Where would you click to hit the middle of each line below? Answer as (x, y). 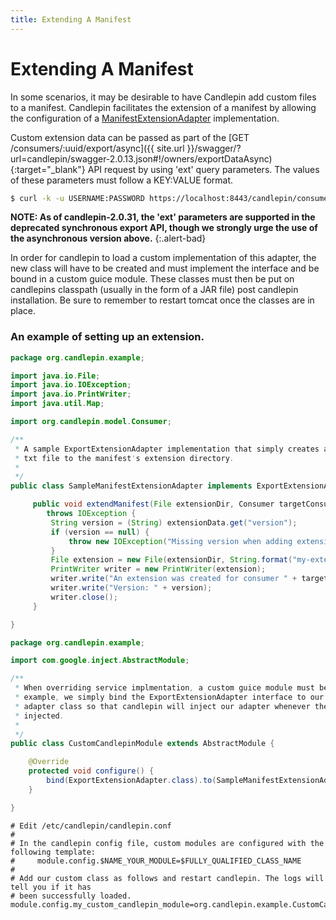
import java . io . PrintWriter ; (71, 394)
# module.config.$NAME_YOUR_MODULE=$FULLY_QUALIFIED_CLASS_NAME (156, 861)
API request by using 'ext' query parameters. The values (203, 169)
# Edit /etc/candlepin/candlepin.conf (91, 826)
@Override (49, 762)
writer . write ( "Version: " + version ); (131, 588)
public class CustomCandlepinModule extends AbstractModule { (142, 744)
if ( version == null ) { (100, 532)
